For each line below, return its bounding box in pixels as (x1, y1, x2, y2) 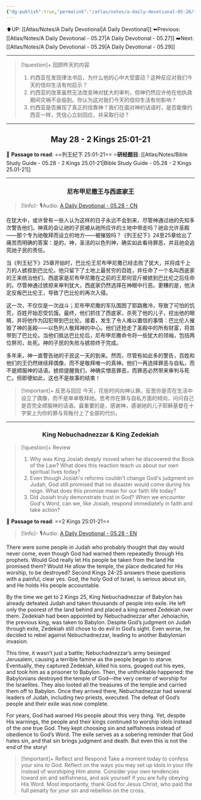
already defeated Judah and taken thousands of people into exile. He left (6, 600, 186, 607)
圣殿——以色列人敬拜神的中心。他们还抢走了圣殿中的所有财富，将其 (26, 324, 195, 331)
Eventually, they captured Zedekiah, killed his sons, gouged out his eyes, (6, 662, 185, 670)
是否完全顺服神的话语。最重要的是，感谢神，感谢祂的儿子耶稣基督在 (20, 402, 189, 409)
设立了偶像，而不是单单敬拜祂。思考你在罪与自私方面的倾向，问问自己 (20, 394, 194, 401)
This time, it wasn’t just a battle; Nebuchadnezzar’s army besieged (6, 649, 170, 657)
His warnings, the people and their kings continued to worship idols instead (6, 718, 192, 725)
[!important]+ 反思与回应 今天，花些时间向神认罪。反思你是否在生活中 (20, 387, 193, 394)
